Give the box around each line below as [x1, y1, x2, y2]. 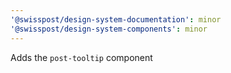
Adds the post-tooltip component [10, 51, 153, 63]
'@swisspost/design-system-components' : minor [10, 24, 208, 34]
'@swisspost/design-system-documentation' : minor [10, 14, 222, 25]
